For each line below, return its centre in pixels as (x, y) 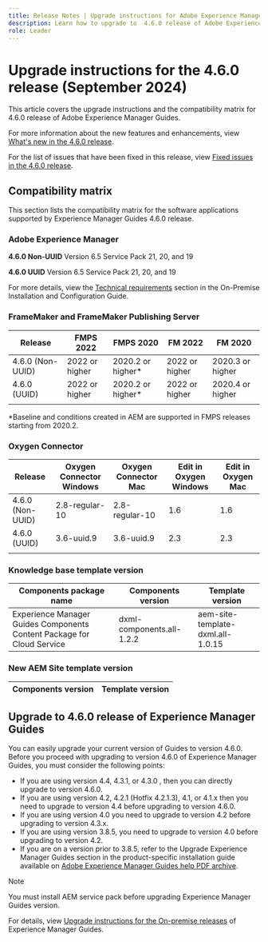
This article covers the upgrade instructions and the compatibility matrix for (132, 110)
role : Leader (30, 30)
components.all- (150, 629)
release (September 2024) (98, 87)
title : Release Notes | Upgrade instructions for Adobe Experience (123, 16)
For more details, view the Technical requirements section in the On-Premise (134, 288)
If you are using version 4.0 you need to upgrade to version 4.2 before (135, 815)
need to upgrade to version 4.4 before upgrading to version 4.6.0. (128, 806)
